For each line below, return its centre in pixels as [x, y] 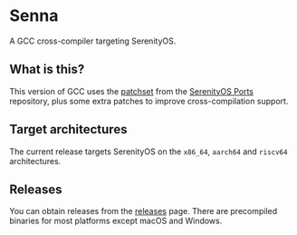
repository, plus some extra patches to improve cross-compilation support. [149, 101]
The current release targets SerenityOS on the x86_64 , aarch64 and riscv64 [148, 152]
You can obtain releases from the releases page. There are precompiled [144, 211]
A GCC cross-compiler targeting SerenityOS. [93, 41]
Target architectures [68, 129]
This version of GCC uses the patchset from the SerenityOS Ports [131, 91]
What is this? [47, 69]
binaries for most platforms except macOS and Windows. [116, 221]
